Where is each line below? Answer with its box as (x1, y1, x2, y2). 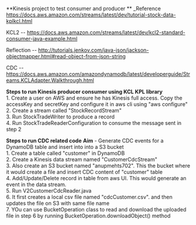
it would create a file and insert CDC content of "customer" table (6, 168, 163, 176)
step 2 (6, 126, 22, 133)
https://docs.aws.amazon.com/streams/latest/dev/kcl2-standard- (26, 29, 185, 36)
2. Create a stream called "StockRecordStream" (6, 107, 122, 114)
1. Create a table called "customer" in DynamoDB (6, 150, 125, 157)
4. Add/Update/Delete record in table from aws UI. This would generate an (6, 175, 187, 181)
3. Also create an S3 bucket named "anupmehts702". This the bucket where (6, 162, 190, 169)
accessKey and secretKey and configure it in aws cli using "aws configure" (6, 101, 188, 108)
